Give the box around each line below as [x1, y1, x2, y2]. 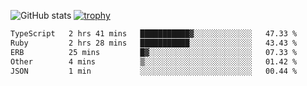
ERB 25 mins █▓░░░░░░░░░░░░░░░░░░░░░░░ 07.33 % [10, 47, 298, 57]
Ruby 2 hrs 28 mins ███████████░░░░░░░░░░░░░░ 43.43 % [10, 38, 298, 48]
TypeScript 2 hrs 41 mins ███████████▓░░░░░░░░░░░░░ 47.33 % [10, 29, 298, 39]
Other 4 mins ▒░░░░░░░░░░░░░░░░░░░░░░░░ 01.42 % [10, 56, 298, 67]
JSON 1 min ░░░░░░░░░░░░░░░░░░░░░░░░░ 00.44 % [10, 66, 298, 76]
